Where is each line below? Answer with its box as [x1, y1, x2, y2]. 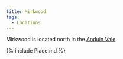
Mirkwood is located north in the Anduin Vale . [6, 36, 117, 43]
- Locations [11, 19, 41, 25]
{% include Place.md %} [6, 47, 66, 54]
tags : [6, 14, 20, 20]
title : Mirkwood [6, 8, 46, 15]
